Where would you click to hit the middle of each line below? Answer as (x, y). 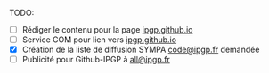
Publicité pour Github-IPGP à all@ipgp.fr (96, 60)
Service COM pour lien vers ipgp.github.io (99, 40)
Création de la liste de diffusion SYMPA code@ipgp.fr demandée (141, 50)
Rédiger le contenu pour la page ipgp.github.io (107, 29)
